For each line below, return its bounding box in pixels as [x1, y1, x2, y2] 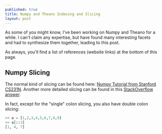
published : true [5, 7, 38, 12]
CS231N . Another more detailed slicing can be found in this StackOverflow [5, 86, 153, 92]
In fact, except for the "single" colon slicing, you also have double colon [5, 101, 148, 107]
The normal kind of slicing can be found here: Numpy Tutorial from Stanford [5, 81, 156, 87]
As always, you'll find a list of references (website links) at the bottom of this [5, 49, 157, 55]
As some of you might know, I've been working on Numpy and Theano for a [5, 30, 156, 35]
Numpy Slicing [5, 68, 50, 77]
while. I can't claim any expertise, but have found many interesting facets [5, 34, 151, 40]
